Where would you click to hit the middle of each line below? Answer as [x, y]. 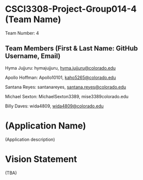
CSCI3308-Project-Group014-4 [71, 9]
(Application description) [30, 139]
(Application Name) [46, 126]
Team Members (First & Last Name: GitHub [71, 48]
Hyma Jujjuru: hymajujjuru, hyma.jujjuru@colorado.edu [60, 68]
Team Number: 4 [22, 33]
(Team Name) [33, 19]
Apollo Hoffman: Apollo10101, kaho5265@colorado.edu [60, 77]
